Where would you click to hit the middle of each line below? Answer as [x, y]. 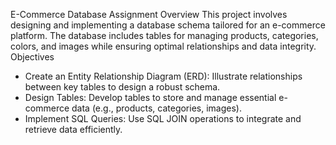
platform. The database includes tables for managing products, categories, [164, 35]
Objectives [32, 57]
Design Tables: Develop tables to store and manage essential [150, 97]
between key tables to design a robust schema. [122, 87]
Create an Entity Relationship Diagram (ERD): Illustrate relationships [163, 76]
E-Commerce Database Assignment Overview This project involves [149, 14]
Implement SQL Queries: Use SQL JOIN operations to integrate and [163, 118]
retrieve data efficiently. [73, 129]
